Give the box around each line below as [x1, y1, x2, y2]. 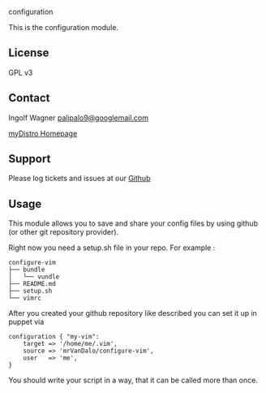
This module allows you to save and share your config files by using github [8, 218, 258, 228]
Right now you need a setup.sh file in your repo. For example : [8, 243, 216, 253]
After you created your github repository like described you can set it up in [8, 309, 258, 318]
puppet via [8, 317, 45, 327]
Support [8, 152, 51, 166]
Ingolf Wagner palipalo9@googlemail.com [8, 113, 148, 123]
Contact [8, 91, 50, 105]
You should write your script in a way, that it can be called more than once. [8, 375, 258, 385]
